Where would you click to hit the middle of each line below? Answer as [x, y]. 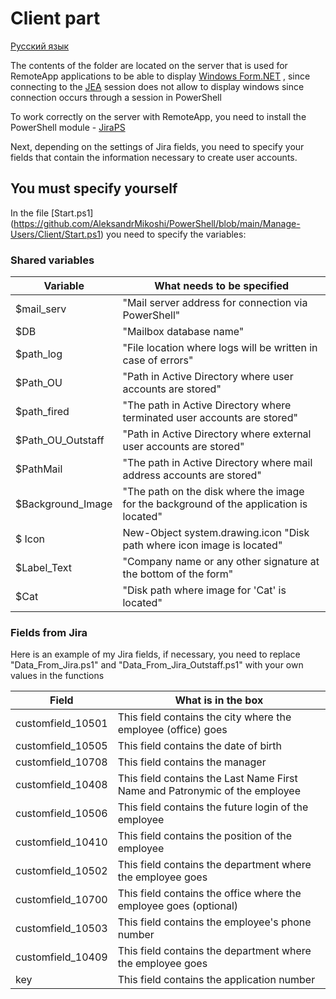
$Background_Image [64, 504]
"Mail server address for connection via [215, 303]
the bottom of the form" [178, 574]
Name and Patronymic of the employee [209, 791]
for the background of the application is [215, 504]
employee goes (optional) [178, 906]
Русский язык [40, 46]
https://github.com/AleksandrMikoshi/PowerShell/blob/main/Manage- [157, 223]
